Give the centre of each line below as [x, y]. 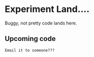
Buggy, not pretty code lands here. [41, 23]
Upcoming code [30, 39]
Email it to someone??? [30, 50]
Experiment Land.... [47, 9]
